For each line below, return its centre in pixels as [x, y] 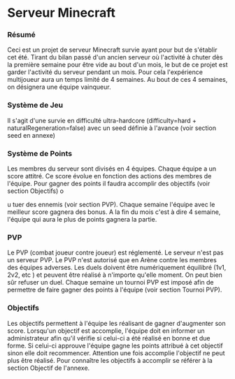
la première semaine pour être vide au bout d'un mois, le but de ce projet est [117, 65]
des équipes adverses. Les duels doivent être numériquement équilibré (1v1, [117, 268]
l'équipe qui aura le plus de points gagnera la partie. [82, 220]
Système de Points [40, 153]
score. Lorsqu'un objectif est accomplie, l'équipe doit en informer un [106, 331]
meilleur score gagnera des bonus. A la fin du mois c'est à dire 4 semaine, [114, 212]
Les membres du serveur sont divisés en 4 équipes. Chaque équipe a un [112, 169]
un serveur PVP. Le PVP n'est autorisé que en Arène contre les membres [112, 260]
